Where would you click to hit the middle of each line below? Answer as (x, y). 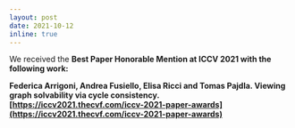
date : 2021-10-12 (42, 26)
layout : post (34, 17)
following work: (39, 68)
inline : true (34, 34)
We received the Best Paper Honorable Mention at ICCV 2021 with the (140, 60)
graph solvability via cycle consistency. (84, 95)
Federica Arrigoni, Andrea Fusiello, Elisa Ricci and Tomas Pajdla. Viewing (147, 86)
